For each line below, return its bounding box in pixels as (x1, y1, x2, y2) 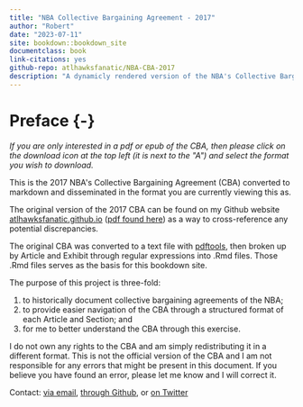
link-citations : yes (9, 55, 87, 64)
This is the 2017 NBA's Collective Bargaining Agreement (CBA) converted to (9, 176, 290, 187)
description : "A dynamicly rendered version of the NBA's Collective (9, 72, 277, 81)
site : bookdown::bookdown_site (9, 38, 127, 48)
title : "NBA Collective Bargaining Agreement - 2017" (9, 13, 216, 23)
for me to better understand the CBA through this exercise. (22, 323, 241, 334)
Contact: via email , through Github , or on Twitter (9, 386, 188, 397)
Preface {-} (9, 110, 96, 131)
